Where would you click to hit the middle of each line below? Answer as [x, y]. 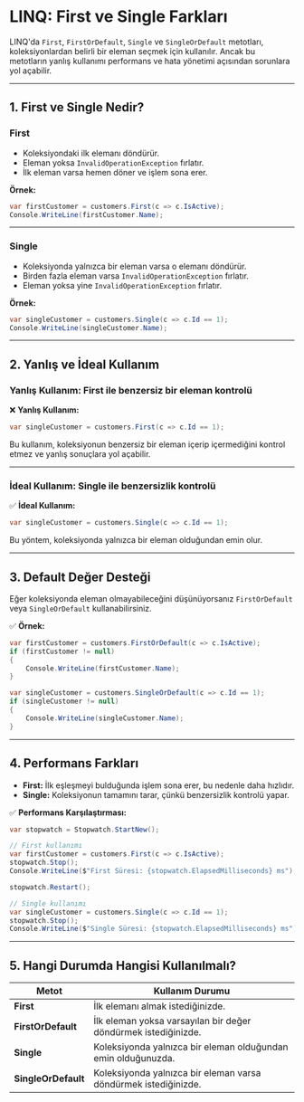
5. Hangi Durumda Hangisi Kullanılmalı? [123, 965]
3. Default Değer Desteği [80, 577]
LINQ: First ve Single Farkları [119, 17]
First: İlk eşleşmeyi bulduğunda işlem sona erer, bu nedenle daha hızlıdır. [158, 785]
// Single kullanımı [48, 903]
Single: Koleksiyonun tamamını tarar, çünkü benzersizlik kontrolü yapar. [156, 794]
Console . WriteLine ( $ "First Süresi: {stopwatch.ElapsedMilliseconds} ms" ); [153, 871]
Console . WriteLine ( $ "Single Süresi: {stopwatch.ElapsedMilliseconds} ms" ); [155, 929]
